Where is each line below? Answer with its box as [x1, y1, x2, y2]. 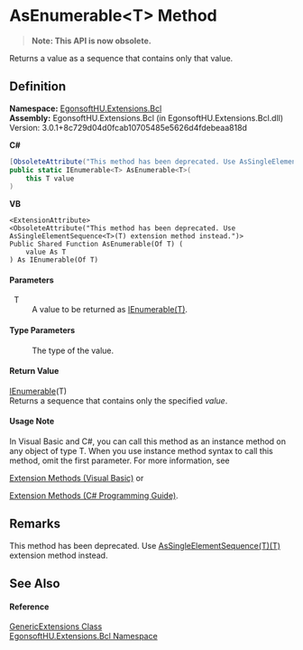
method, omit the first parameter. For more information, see [9, 455, 230, 466]
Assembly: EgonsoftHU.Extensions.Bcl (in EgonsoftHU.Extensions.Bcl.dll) [9, 112, 284, 123]
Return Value [9, 366, 60, 376]
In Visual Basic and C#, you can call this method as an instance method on [9, 436, 287, 447]
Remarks [9, 516, 61, 532]
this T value [25, 173, 75, 183]
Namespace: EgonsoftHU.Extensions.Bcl [9, 103, 162, 114]
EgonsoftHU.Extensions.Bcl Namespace [9, 631, 158, 642]
